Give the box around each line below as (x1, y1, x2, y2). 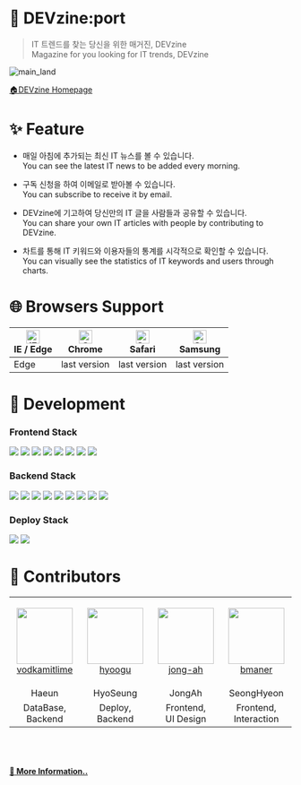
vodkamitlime (16, 663, 73, 676)
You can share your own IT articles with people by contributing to (21, 217, 264, 228)
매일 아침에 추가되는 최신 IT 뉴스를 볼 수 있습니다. (21, 150, 194, 160)
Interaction (233, 712, 279, 725)
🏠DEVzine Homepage (9, 84, 93, 95)
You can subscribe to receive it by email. (21, 188, 173, 200)
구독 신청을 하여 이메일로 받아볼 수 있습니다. (21, 178, 176, 189)
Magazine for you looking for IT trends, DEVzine (30, 48, 209, 59)
